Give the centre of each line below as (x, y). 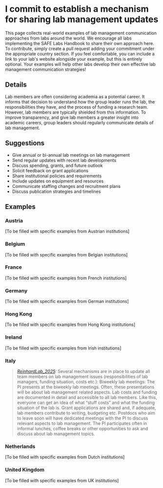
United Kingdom (25, 470)
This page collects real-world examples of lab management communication (81, 33)
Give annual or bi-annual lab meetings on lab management (71, 155)
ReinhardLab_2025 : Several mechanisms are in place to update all (83, 372)
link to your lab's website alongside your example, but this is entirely (74, 59)
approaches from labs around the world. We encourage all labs (68, 38)
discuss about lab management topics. (56, 434)
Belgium (15, 244)
